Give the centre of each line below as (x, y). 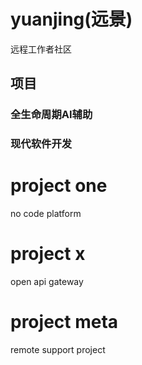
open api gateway (47, 282)
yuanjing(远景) (71, 19)
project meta (64, 322)
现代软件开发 (41, 144)
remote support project (58, 349)
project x (48, 254)
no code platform (46, 214)
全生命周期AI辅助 (51, 115)
